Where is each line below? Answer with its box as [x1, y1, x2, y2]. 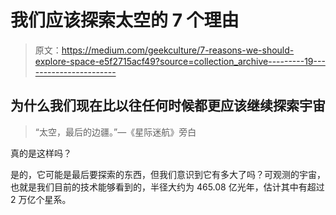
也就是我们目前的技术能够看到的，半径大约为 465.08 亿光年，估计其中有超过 [10, 181, 325, 193]
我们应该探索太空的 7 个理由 [10, 9, 240, 32]
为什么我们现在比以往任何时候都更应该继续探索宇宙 [10, 97, 326, 115]
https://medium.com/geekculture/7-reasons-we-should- [61, 44, 295, 56]
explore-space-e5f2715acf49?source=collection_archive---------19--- [34, 55, 326, 67]
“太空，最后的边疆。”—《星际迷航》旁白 [34, 126, 197, 138]
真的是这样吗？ [10, 147, 72, 159]
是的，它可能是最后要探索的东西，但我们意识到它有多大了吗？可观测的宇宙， [10, 168, 326, 180]
